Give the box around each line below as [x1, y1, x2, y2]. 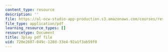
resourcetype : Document [5, 30, 55, 35]
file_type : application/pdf [5, 21, 64, 26]
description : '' [5, 12, 39, 17]
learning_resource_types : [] [5, 26, 66, 31]
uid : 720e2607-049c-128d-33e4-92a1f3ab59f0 [5, 40, 97, 45]
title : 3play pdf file [5, 35, 52, 40]
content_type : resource [5, 7, 55, 12]
